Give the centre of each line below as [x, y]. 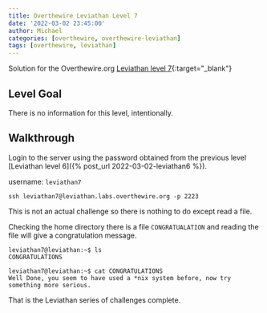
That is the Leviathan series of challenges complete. [95, 300]
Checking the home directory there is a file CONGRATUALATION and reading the [133, 226]
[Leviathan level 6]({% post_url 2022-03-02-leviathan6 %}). [107, 166]
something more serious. [50, 285]
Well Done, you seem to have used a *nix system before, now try [119, 278]
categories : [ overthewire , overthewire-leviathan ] [95, 38]
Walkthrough [41, 138]
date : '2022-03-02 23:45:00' [57, 23]
